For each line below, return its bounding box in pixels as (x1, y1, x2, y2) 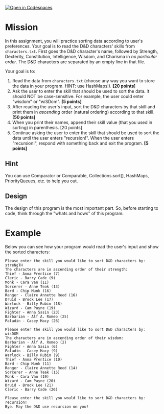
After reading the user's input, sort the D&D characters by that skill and (12, 103, 156, 110)
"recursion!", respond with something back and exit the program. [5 (12, 140, 149, 146)
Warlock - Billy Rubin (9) (5, 353, 60, 358)
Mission (5, 22, 38, 33)
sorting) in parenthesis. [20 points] (12, 124, 82, 130)
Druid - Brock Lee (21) (5, 383, 54, 388)
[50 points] (12, 114, 36, 120)
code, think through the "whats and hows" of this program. (5, 210, 124, 216)
